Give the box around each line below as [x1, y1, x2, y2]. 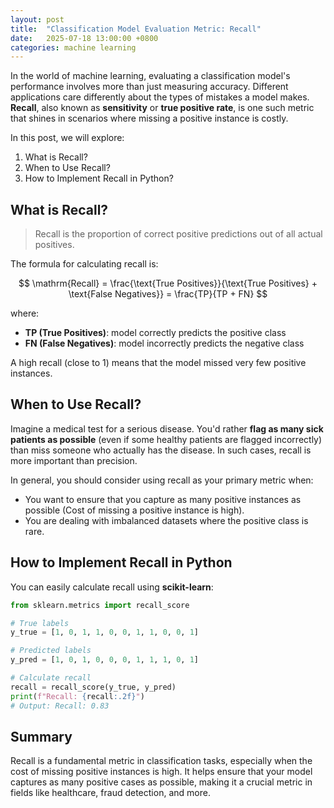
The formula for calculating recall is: [10, 258, 159, 270]
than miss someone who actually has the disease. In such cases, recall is [10, 444, 312, 456]
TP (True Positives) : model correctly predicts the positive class [24, 327, 287, 339]
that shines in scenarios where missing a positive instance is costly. [10, 112, 289, 125]
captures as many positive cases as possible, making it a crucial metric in [10, 776, 313, 788]
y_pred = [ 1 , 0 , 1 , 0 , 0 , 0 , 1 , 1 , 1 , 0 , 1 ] [10, 655, 199, 665]
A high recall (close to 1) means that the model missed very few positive [10, 357, 307, 369]
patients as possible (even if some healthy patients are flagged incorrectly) [10, 433, 323, 445]
